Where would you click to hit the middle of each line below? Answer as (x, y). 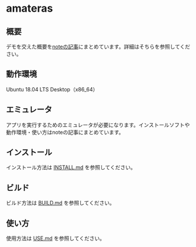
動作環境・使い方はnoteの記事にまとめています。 (65, 132)
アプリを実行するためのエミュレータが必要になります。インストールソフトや (98, 125)
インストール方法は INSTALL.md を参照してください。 (71, 167)
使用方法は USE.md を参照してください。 (56, 238)
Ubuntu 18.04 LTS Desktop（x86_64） (52, 89)
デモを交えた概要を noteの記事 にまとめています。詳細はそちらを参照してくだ (98, 47)
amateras (30, 8)
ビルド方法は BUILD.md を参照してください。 (61, 203)
